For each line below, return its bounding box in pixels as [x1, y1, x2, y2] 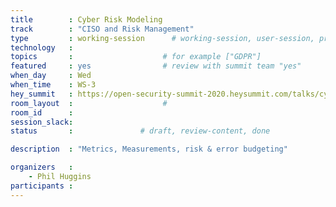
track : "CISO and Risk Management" [10, 24, 195, 34]
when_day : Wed [10, 71, 92, 81]
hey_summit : [10, 89, 74, 99]
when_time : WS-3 [10, 80, 97, 90]
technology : [10, 42, 74, 53]
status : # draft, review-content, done [10, 126, 271, 136]
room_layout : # [10, 98, 168, 108]
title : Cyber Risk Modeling [10, 14, 163, 25]
